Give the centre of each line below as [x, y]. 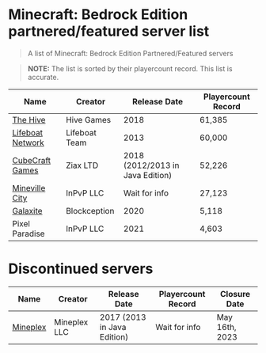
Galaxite [27, 211]
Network [28, 142]
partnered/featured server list [109, 31]
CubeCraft [32, 160]
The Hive [29, 120]
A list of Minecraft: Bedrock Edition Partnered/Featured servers [130, 53]
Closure [236, 294]
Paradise [28, 233]
